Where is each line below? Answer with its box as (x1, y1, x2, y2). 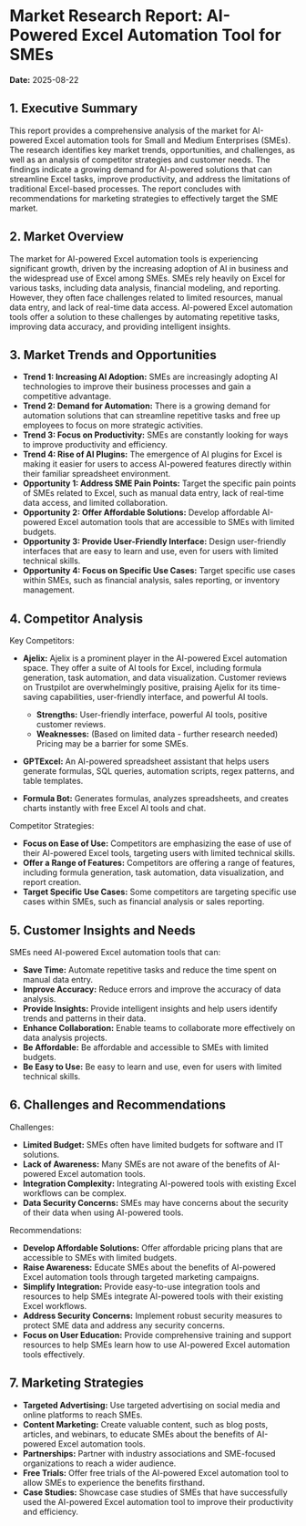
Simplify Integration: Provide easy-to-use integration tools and (22, 1281, 261, 1292)
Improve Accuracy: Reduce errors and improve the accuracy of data (22, 984, 281, 995)
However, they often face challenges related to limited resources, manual (9, 292, 284, 303)
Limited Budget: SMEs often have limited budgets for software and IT (22, 1139, 284, 1150)
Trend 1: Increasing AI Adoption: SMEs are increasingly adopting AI (22, 371, 278, 383)
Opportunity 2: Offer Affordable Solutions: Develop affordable (22, 507, 260, 518)
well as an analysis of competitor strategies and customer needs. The (9, 154, 270, 165)
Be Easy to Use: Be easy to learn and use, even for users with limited (22, 1061, 282, 1072)
